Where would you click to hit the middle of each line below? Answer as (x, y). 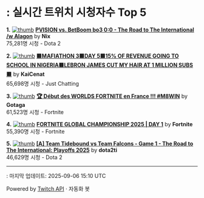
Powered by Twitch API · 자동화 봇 (48, 188)
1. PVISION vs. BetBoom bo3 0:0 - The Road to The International (100, 29)
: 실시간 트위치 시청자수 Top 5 (76, 12)
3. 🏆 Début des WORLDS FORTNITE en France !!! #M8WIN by (97, 96)
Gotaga (16, 104)
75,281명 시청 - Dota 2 (34, 43)
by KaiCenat (29, 74)
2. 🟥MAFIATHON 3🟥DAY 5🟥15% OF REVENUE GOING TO (93, 56)
